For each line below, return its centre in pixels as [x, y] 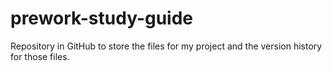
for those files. [40, 56]
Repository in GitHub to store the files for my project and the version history [166, 46]
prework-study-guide [102, 18]
